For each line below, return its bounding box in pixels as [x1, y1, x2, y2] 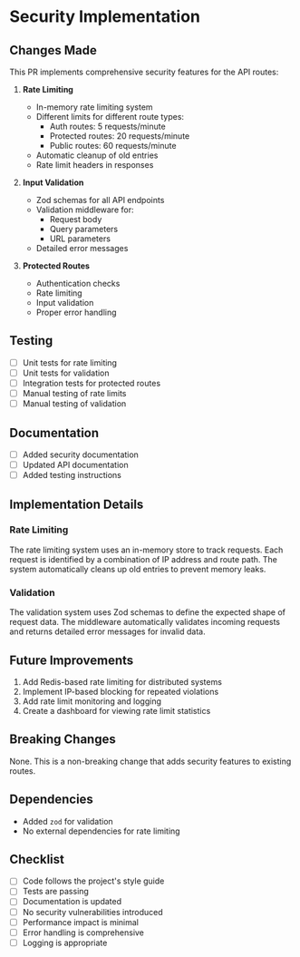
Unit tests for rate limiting [22, 356, 118, 368]
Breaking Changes [9, 732, 116, 747]
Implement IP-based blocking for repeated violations [22, 686, 219, 697]
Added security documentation [22, 449, 139, 460]
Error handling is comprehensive [22, 927, 145, 938]
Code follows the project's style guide [22, 875, 165, 886]
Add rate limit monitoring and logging [22, 696, 161, 707]
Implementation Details [9, 496, 144, 512]
